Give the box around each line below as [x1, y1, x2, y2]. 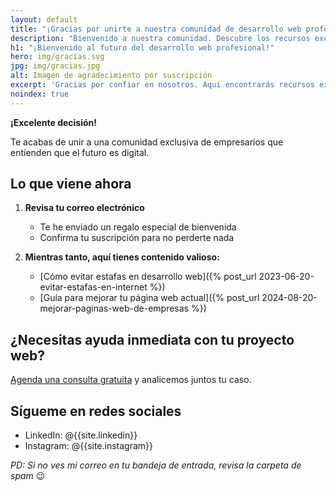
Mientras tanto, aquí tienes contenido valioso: [24, 251, 220, 263]
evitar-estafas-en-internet [39, 281, 148, 293]
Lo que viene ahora [10, 176, 132, 193]
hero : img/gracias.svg [10, 52, 105, 62]
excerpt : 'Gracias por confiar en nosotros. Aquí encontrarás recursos [10, 80, 315, 90]
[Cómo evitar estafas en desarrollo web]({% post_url [39, 271, 257, 283]
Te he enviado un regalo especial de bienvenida [39, 221, 237, 233]
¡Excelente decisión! [10, 116, 98, 128]
